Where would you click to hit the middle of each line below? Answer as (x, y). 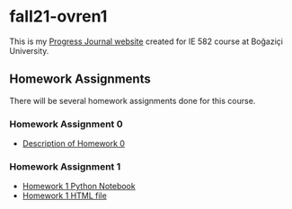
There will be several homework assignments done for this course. (133, 100)
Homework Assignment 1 (65, 166)
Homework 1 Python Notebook (79, 187)
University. (29, 50)
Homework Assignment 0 (66, 124)
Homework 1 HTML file (65, 196)
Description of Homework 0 (74, 144)
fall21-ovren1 (58, 17)
